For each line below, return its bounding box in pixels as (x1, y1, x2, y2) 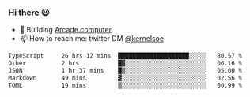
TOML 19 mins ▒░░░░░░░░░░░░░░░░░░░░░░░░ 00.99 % (8, 81, 243, 89)
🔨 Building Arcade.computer (19, 25, 112, 35)
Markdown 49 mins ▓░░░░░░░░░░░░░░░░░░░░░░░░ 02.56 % (8, 74, 243, 82)
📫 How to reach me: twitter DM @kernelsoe (19, 34, 165, 43)
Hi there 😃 (8, 7, 50, 18)
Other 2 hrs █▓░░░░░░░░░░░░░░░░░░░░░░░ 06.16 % (8, 59, 243, 68)
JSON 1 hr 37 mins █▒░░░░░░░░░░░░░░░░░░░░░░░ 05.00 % (8, 67, 243, 75)
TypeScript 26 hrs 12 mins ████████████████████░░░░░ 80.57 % (8, 52, 243, 60)
